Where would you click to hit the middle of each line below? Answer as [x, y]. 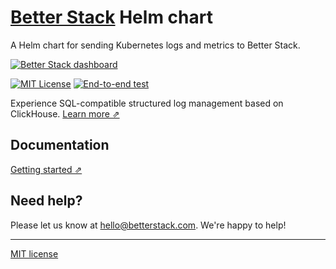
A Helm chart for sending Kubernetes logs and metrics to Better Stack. [155, 45]
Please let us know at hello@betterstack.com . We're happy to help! [148, 225]
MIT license [34, 253]
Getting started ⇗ [46, 169]
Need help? [46, 201]
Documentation [60, 145]
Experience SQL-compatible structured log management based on [147, 103]
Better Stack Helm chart [111, 17]
